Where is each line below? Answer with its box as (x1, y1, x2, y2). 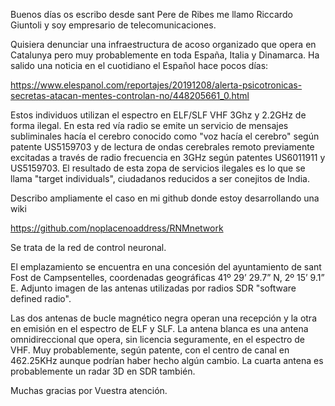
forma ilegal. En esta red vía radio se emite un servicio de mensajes (10, 120, 289, 131)
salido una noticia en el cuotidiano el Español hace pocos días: (10, 60, 269, 71)
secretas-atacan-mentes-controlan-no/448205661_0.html (10, 90, 250, 101)
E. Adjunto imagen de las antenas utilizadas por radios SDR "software (10, 282, 297, 294)
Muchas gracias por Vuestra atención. (10, 385, 168, 396)
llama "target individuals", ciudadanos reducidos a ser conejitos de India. (10, 173, 310, 184)
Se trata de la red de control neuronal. (10, 242, 167, 253)
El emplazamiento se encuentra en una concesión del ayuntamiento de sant (10, 261, 322, 273)
